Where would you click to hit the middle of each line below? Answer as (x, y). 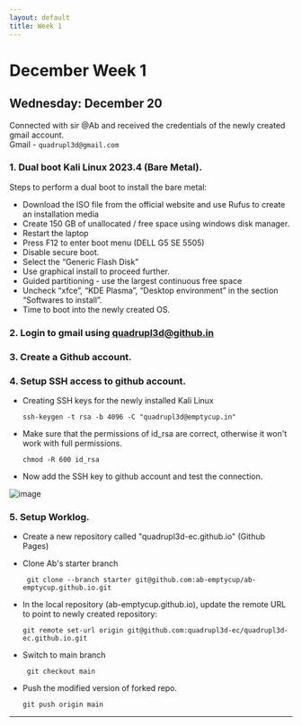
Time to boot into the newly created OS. (96, 309)
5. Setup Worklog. (49, 517)
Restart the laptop (55, 233)
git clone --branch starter (79, 580)
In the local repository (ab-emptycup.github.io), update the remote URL (154, 605)
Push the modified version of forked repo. (100, 688)
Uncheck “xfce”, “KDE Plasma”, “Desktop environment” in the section (150, 290)
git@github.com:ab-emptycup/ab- (196, 580)
